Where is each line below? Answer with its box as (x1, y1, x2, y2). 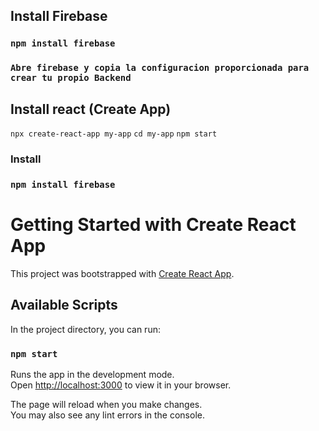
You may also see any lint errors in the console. (10, 409, 205, 421)
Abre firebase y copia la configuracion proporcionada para (10, 62, 310, 74)
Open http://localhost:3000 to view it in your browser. (10, 379, 232, 391)
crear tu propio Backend (10, 72, 132, 84)
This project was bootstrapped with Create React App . (10, 267, 235, 279)
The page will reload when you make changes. (10, 398, 203, 410)
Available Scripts (10, 297, 118, 314)
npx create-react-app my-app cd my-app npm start (10, 129, 218, 139)
